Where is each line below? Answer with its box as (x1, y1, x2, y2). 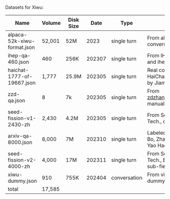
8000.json (8, 139, 33, 146)
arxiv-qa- (8, 133, 32, 139)
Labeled (147, 129, 166, 136)
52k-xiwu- (8, 37, 35, 45)
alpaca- (8, 31, 27, 38)
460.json (8, 58, 29, 65)
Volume (41, 20, 61, 26)
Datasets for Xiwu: (5, 5, 44, 10)
